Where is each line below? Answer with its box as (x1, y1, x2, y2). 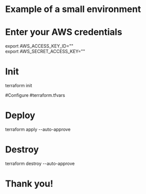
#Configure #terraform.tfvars (5, 92, 65, 98)
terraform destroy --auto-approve (5, 160, 75, 166)
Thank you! (5, 178, 53, 189)
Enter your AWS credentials (5, 27, 122, 38)
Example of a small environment (5, 4, 141, 15)
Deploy (5, 110, 35, 121)
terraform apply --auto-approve (5, 126, 71, 132)
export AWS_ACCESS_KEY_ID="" (5, 43, 73, 49)
